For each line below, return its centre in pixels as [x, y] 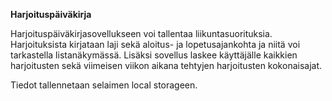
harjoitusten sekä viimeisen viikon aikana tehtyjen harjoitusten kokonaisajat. [166, 65]
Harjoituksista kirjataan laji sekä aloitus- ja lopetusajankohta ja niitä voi [155, 44]
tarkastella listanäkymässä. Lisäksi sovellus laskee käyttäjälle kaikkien [154, 55]
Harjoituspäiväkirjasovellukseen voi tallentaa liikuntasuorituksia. [141, 33]
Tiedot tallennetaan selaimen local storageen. [104, 85]
